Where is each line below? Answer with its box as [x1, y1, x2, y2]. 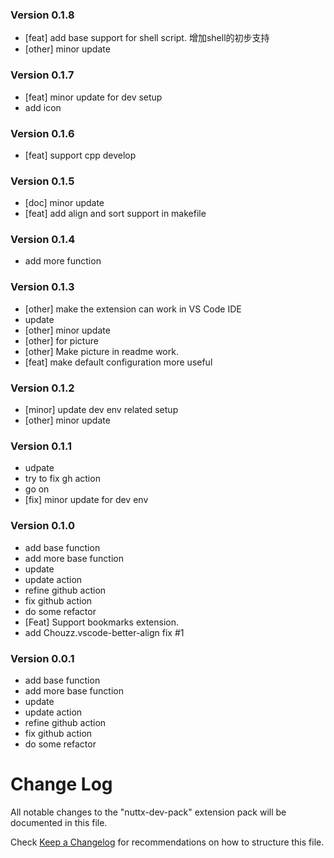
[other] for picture [24, 334, 99, 347]
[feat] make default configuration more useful [24, 356, 213, 368]
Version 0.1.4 [10, 233, 76, 247]
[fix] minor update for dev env [24, 494, 149, 506]
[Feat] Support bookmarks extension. [24, 616, 179, 628]
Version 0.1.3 [10, 280, 75, 294]
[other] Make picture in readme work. [24, 345, 179, 357]
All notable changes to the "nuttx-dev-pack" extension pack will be [10, 806, 287, 818]
